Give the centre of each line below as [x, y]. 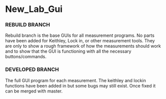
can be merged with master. [34, 91]
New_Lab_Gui [34, 9]
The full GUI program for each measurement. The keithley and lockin [76, 80]
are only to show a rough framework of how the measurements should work [83, 46]
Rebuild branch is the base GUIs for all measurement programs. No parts [80, 35]
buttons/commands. [26, 57]
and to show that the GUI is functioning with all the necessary [68, 51]
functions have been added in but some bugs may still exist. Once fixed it [81, 86]
